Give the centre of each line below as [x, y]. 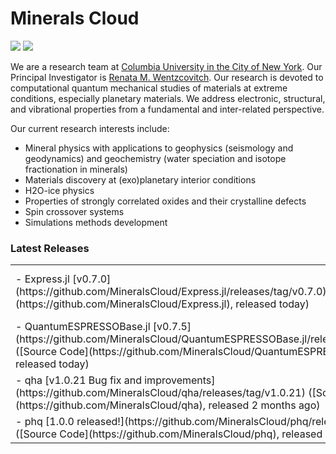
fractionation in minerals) [76, 169]
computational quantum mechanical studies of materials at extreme [149, 88]
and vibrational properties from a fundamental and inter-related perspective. [167, 109]
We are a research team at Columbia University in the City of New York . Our [166, 66]
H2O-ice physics [59, 190]
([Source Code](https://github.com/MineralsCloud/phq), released [169, 434]
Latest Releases [50, 248]
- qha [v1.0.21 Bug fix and [78, 380]
